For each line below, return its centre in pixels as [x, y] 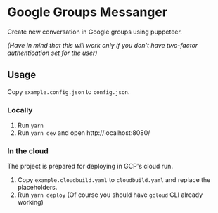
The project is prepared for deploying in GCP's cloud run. [90, 167]
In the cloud [28, 150]
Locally [20, 110]
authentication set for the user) [52, 53]
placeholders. [37, 188]
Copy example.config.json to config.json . [69, 91]
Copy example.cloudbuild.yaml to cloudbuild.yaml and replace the [114, 180]
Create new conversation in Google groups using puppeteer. [95, 32]
